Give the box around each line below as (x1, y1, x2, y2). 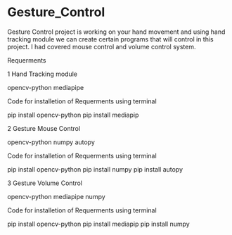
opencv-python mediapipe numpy (7, 192, 105, 201)
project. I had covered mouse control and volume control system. (7, 42, 196, 51)
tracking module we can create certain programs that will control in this (7, 34, 214, 43)
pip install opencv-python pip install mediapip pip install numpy (7, 220, 190, 228)
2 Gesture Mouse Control (7, 124, 81, 132)
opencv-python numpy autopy (7, 138, 95, 146)
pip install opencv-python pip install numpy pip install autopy (7, 165, 183, 173)
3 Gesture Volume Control (7, 179, 83, 187)
